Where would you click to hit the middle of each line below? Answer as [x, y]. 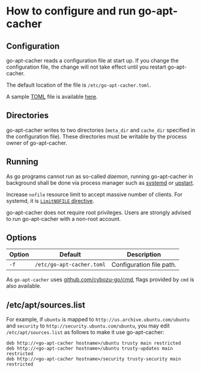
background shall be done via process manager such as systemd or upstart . [100, 182]
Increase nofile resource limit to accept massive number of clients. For [94, 194]
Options [22, 238]
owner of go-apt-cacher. [37, 143]
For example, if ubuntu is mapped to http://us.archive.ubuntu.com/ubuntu [98, 320]
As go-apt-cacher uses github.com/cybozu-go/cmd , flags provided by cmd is [100, 280]
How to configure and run [71, 11]
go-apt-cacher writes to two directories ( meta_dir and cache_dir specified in [101, 130]
